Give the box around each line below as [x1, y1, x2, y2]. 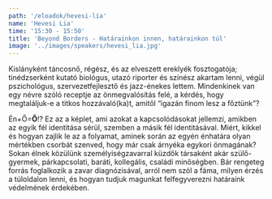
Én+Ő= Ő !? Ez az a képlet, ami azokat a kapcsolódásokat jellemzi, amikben [8, 114, 257, 124]
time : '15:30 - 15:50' [8, 27, 85, 35]
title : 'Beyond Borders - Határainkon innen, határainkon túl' [8, 34, 227, 43]
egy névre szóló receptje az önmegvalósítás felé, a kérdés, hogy [8, 90, 225, 99]
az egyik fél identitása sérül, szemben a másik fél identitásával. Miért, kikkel [8, 123, 261, 133]
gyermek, [8, 157, 41, 167]
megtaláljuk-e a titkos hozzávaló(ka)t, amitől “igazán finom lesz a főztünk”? [8, 99, 260, 108]
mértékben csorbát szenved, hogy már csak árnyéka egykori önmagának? [8, 140, 257, 150]
